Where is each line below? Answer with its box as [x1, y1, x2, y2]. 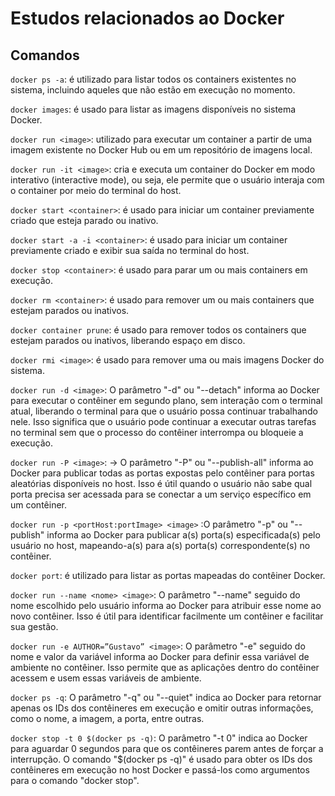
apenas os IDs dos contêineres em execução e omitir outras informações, [10, 702, 314, 714]
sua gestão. [10, 621, 59, 632]
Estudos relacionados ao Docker [10, 7, 285, 30]
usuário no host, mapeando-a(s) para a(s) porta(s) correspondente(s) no [10, 540, 311, 551]
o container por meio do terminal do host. [10, 185, 182, 196]
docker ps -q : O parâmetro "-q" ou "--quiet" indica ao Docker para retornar [10, 692, 322, 703]
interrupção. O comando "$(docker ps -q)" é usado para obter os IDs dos [10, 753, 313, 765]
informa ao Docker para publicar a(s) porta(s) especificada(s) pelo [46, 529, 321, 541]
